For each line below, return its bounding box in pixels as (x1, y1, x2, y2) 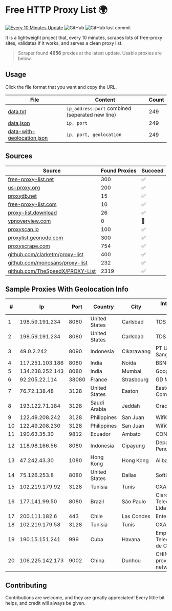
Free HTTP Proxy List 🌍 (5, 4, 108, 16)
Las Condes (122, 513, 151, 520)
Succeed (141, 167, 164, 174)
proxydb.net (8, 192, 37, 199)
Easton (122, 388, 139, 395)
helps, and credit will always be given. (5, 600, 85, 606)
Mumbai (122, 368, 142, 375)
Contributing (5, 581, 47, 589)
